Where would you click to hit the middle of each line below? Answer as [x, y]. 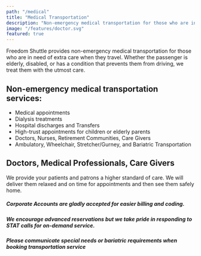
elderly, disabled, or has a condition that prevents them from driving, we [95, 64]
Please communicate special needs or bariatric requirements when [92, 240]
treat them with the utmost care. [46, 70]
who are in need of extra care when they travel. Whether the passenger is [97, 57]
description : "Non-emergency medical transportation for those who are [97, 23]
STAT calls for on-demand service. [51, 225]
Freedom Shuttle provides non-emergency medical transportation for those [99, 51]
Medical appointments [42, 112]
